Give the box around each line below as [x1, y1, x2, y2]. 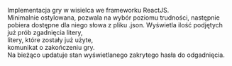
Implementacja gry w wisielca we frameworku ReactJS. [7, 6, 170, 14]
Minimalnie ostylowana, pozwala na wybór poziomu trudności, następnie [7, 13, 220, 22]
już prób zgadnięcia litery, [7, 28, 83, 37]
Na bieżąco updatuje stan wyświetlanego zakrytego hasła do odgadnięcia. [7, 51, 225, 59]
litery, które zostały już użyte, [7, 36, 94, 44]
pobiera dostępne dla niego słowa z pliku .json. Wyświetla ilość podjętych [7, 21, 223, 29]
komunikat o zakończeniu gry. [7, 44, 95, 51]
